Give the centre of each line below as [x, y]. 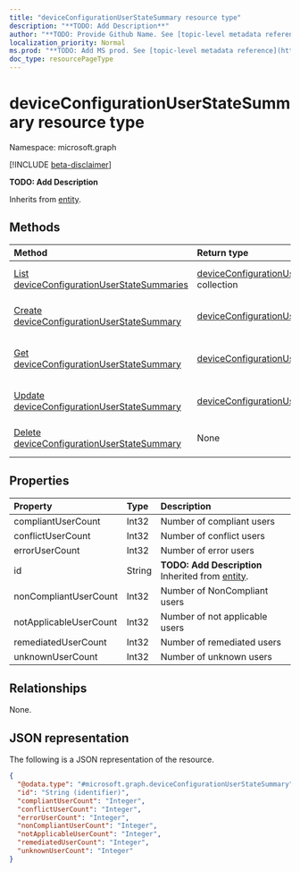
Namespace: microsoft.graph [63, 147]
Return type [223, 252]
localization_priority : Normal [67, 43]
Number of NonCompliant [214, 590]
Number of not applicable [214, 616]
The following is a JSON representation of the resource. [112, 760]
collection [217, 285]
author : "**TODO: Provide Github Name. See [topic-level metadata [135, 34]
